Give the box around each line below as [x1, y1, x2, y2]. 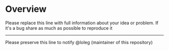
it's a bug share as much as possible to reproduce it [5, 25, 113, 31]
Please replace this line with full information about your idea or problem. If [5, 20, 158, 26]
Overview [5, 3, 47, 15]
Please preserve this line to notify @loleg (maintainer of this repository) [5, 39, 153, 45]
